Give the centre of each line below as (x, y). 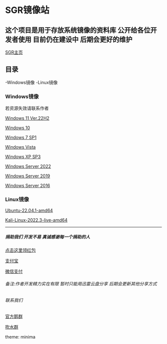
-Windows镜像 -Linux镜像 (32, 82)
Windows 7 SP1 (21, 138)
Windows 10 (18, 128)
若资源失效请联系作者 (27, 108)
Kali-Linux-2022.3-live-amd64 (37, 220)
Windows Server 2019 (28, 176)
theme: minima (20, 337)
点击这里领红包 (20, 250)
